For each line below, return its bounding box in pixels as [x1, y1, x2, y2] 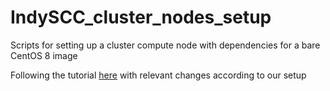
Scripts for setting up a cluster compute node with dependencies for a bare [10, 39, 321, 51]
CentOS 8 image [10, 49, 78, 61]
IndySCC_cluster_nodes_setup [10, 6, 272, 29]
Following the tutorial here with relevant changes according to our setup [10, 69, 307, 81]
